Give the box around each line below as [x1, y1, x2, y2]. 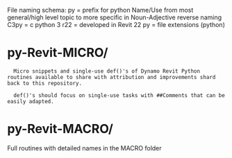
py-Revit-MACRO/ [7, 121, 113, 137]
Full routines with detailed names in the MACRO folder [7, 143, 162, 152]
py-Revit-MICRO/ [7, 45, 108, 61]
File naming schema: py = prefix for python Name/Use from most [7, 6, 194, 14]
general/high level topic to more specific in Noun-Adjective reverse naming [7, 13, 222, 21]
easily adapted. [7, 98, 54, 105]
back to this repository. [7, 80, 82, 87]
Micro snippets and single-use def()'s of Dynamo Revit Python [13, 67, 200, 75]
